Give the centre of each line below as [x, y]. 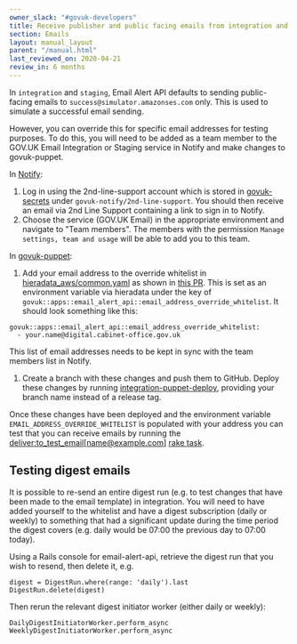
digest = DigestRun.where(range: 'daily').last [99, 582]
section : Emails [39, 34]
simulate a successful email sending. [76, 111]
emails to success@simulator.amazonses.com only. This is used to [151, 101]
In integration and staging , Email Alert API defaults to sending [124, 92]
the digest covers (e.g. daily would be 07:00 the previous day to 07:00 [138, 529]
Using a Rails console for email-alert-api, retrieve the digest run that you [141, 556]
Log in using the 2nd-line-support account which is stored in [133, 191]
